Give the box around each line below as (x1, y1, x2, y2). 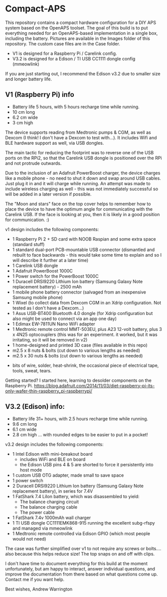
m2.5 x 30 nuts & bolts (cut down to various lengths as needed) (12, 352, 143, 358)
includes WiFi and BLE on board (19, 456, 86, 462)
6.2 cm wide (12, 114, 38, 120)
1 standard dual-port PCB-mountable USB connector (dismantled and (12, 247, 155, 253)
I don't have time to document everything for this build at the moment (5, 560, 148, 567)
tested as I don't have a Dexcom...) (12, 305, 84, 311)
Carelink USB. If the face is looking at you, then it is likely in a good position (5, 211, 160, 217)
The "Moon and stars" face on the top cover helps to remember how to (5, 201, 151, 207)
